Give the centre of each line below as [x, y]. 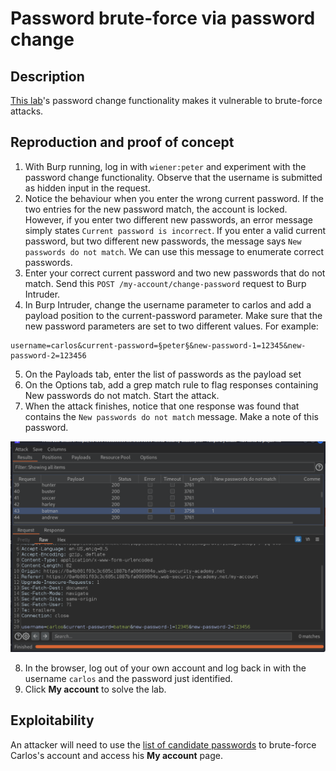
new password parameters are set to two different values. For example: [171, 326]
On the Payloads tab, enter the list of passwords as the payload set [163, 374]
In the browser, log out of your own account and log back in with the [165, 668]
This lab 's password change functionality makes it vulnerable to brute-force [166, 100]
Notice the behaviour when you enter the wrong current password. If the [174, 198]
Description [47, 76]
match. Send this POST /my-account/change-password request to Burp [165, 283]
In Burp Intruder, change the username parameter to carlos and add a [168, 304]
